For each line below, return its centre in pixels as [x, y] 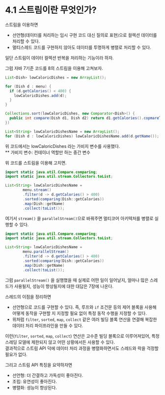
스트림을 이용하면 [22, 25]
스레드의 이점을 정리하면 [28, 296]
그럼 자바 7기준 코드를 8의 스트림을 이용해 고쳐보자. [54, 68]
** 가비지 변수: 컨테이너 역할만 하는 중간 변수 [48, 152]
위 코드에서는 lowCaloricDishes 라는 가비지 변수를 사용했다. [63, 146]
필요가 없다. [16, 354]
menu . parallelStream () [46, 252]
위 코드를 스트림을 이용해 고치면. [36, 163]
